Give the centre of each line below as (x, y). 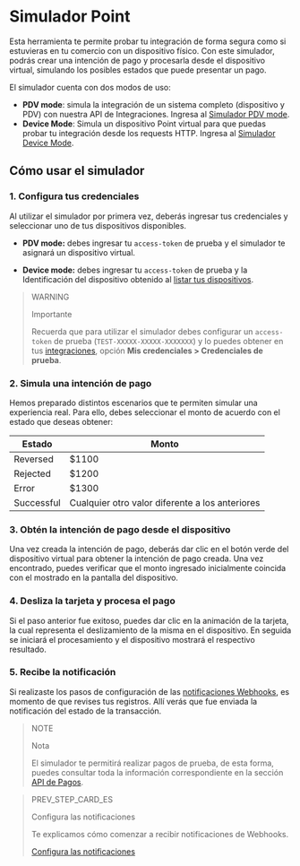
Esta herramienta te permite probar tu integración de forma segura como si (148, 41)
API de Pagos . (57, 782)
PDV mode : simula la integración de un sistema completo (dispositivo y (153, 104)
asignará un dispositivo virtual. (79, 252)
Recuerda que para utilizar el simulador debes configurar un (142, 331)
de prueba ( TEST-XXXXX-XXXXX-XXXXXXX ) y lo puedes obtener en (168, 341)
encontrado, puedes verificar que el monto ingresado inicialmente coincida (148, 568)
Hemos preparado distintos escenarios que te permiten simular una (133, 403)
